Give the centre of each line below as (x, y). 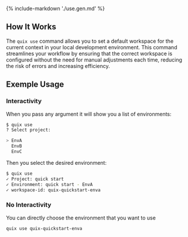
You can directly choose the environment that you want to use (81, 218)
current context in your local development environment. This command (92, 47)
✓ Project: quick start (35, 179)
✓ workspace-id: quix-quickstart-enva (53, 190)
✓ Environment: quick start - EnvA (49, 184)
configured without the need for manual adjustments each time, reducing (94, 60)
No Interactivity (29, 205)
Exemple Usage (35, 84)
